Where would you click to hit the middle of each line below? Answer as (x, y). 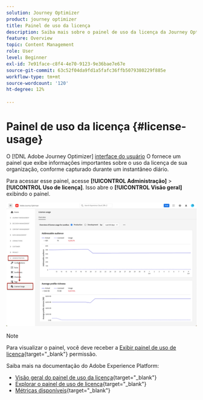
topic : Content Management (40, 45)
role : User (20, 52)
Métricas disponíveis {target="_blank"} (63, 390)
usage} (25, 140)
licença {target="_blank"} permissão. (52, 354)
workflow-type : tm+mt (34, 77)
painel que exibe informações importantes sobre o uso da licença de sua (97, 162)
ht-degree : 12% (25, 90)
